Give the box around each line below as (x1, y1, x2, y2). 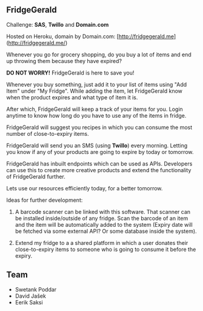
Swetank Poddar (15, 286, 57, 293)
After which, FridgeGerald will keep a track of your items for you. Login (6, 105, 183, 113)
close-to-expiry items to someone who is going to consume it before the (15, 246, 196, 253)
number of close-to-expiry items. (6, 130, 89, 137)
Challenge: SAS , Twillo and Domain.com (6, 21, 109, 28)
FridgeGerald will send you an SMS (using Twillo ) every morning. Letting (6, 142, 188, 149)
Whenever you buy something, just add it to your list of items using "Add (6, 81, 187, 88)
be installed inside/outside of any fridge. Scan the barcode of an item (15, 215, 188, 222)
